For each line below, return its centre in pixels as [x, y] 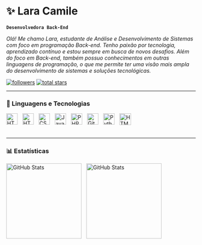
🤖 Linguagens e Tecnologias [48, 104]
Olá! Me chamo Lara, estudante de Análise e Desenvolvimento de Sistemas [100, 39]
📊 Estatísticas [28, 151]
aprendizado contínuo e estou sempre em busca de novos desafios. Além [98, 51]
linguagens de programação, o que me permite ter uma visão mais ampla [98, 64]
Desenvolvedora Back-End [37, 27]
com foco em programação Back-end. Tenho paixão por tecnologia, [91, 45]
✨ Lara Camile [42, 11]
